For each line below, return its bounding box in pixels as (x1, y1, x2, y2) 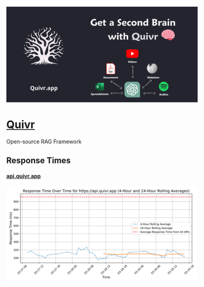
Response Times (6, 155, 71, 166)
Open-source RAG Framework (6, 138, 82, 145)
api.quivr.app (6, 172, 41, 180)
